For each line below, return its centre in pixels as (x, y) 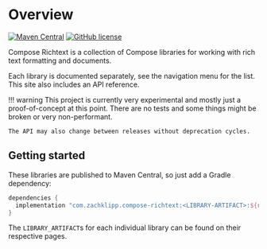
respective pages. (38, 236)
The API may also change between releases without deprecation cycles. (129, 131)
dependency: (30, 183)
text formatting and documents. (60, 60)
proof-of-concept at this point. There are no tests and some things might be (132, 108)
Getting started (47, 156)
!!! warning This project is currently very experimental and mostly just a (124, 99)
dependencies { (33, 198)
